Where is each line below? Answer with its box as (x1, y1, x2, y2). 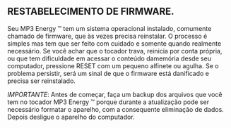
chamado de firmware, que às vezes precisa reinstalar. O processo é (7, 32, 208, 40)
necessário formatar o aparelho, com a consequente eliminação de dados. (7, 105, 224, 113)
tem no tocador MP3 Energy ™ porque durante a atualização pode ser (7, 98, 210, 106)
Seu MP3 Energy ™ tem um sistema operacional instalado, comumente (7, 24, 212, 32)
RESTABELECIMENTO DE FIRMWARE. (7, 6, 174, 18)
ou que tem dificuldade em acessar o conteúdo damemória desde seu (7, 54, 212, 63)
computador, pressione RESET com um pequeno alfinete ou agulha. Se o (7, 61, 219, 70)
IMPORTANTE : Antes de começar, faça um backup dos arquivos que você (7, 90, 223, 98)
